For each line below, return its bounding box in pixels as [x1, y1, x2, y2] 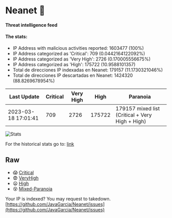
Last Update [9, 93, 40, 100]
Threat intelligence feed [5, 22, 58, 28]
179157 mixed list [115, 105, 160, 112]
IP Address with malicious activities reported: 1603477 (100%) [12, 45, 144, 51]
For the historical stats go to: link [5, 141, 74, 147]
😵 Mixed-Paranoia [12, 186, 53, 192]
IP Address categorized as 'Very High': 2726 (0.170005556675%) [12, 56, 151, 62]
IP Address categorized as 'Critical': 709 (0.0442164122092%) [12, 50, 145, 56]
